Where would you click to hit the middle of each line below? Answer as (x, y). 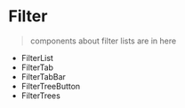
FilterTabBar (43, 76)
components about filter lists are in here (103, 41)
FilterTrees (41, 96)
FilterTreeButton (51, 86)
